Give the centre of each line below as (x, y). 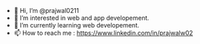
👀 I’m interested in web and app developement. (82, 18)
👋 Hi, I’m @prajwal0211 (46, 11)
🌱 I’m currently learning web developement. (76, 25)
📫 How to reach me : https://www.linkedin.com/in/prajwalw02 (103, 33)
